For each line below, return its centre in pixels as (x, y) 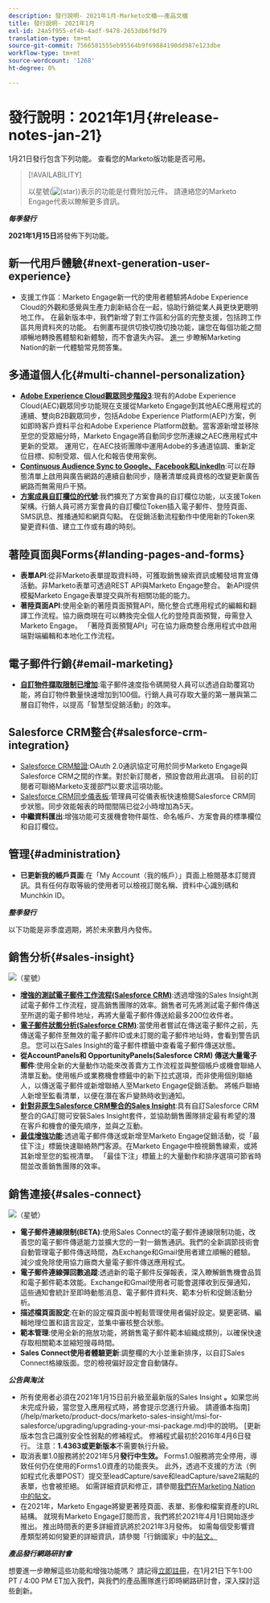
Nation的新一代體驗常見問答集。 (73, 347)
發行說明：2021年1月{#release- (114, 117)
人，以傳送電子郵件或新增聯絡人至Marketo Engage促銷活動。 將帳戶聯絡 (139, 1086)
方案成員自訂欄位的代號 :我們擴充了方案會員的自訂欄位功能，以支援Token (140, 497)
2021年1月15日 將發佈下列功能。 (61, 235)
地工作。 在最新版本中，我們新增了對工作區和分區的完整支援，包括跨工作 (141, 317)
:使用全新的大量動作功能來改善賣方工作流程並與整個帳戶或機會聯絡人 (148, 1066)
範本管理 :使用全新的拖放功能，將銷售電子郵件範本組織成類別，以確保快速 (141, 1332)
